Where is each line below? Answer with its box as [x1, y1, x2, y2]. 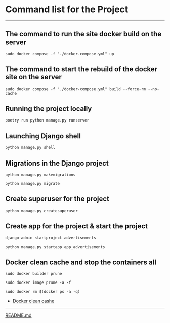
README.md [5, 312, 32, 318]
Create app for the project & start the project [5, 222, 148, 231]
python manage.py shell [5, 145, 56, 150]
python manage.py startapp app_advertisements [5, 244, 105, 249]
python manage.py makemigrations [5, 172, 76, 177]
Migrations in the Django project [5, 158, 109, 168]
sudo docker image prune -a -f [5, 280, 71, 286]
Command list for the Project [5, 4, 129, 15]
